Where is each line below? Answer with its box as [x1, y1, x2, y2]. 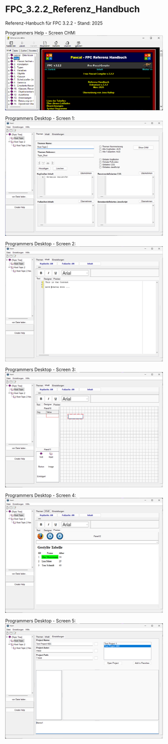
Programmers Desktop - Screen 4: [5, 492, 76, 498]
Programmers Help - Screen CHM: [5, 30, 76, 36]
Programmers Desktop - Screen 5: [5, 618, 76, 624]
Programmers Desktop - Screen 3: [5, 366, 76, 373]
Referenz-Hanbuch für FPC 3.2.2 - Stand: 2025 [5, 20, 103, 26]
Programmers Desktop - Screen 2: [5, 241, 76, 247]
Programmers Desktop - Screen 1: [5, 115, 75, 121]
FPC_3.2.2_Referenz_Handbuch [5, 4, 140, 15]
